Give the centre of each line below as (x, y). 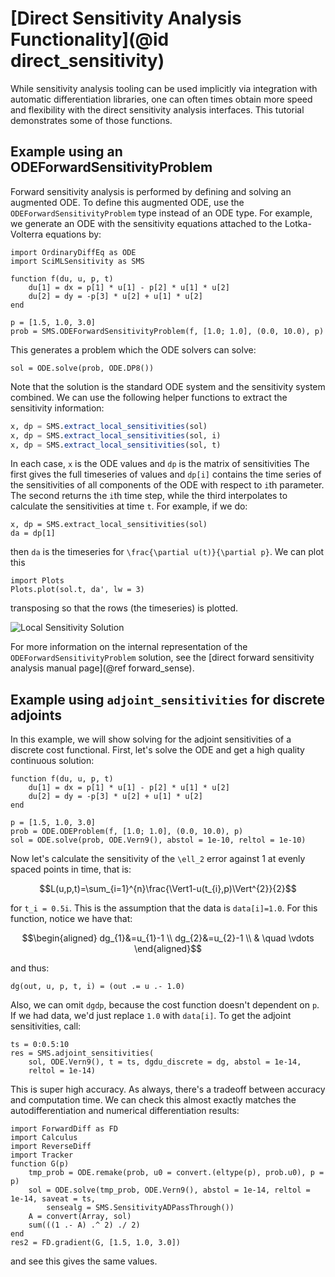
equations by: (73, 234)
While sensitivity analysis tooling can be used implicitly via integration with (164, 88)
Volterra (27, 234)
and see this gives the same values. (84, 1261)
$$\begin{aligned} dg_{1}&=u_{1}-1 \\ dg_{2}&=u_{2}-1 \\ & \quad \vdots (168, 938)
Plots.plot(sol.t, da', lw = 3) (77, 590)
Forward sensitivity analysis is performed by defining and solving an (151, 191)
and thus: (30, 968)
